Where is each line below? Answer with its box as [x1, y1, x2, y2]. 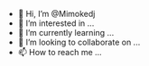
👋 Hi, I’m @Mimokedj [17, 9, 96, 19]
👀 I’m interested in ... [17, 18, 95, 29]
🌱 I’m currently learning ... [17, 28, 115, 37]
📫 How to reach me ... [17, 47, 102, 57]
